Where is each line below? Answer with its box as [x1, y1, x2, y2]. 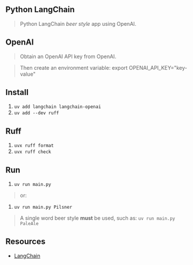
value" [19, 70, 36, 77]
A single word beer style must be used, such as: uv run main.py [19, 215, 175, 222]
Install [5, 87, 29, 97]
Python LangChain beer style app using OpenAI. [19, 20, 137, 27]
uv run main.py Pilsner [13, 205, 73, 210]
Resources [5, 237, 46, 247]
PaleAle [19, 221, 39, 227]
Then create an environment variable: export [19, 64, 128, 71]
